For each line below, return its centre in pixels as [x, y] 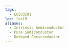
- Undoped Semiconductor [35, 37]
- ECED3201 [21, 14]
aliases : [14, 23]
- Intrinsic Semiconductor [37, 28]
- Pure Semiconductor [32, 32]
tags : [11, 10]
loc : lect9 [16, 19]
